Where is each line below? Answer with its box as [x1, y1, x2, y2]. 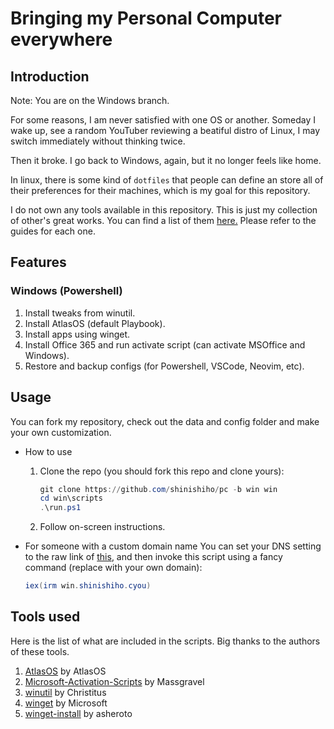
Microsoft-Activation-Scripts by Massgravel [24, 675, 205, 687]
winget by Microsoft [24, 697, 108, 709]
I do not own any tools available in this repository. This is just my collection [10, 204, 318, 216]
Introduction [10, 68, 90, 85]
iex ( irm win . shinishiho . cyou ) [24, 581, 152, 591]
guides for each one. [10, 225, 96, 237]
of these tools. [10, 645, 70, 657]
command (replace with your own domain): [24, 562, 203, 574]
